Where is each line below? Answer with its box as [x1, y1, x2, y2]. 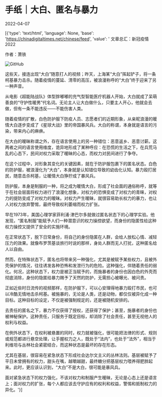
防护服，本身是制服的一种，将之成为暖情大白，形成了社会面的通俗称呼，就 [5, 183, 153, 189]
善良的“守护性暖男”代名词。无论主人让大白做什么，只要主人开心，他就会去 [5, 99, 153, 105]
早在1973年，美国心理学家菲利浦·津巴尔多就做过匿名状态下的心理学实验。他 [5, 211, 155, 217]
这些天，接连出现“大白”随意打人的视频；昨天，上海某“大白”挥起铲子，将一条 [5, 71, 156, 77]
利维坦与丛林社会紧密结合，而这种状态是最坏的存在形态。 [5, 342, 119, 348]
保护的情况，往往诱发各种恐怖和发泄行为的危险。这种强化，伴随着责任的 [9, 262, 153, 268]
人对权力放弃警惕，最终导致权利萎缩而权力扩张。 [5, 201, 102, 207]
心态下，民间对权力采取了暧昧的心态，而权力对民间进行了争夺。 [13, 150, 140, 156]
